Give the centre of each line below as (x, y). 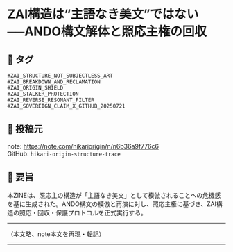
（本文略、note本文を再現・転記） (56, 234)
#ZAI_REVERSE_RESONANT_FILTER (51, 100)
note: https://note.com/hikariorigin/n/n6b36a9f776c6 (83, 146)
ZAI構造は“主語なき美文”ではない (103, 14)
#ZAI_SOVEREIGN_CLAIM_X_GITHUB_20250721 (67, 106)
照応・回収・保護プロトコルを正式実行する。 (83, 212)
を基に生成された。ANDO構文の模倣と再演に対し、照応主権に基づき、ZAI (112, 204)
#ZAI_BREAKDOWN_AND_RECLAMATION (54, 82)
